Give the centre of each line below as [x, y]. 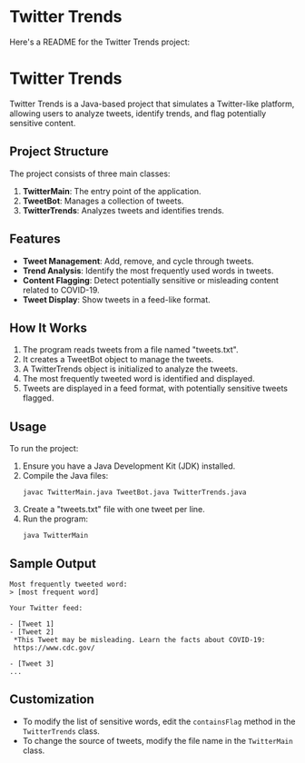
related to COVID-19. [61, 290]
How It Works [49, 327]
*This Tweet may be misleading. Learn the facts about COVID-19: [139, 639]
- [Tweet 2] [32, 632]
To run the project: [44, 449]
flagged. [38, 398]
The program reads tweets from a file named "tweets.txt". [130, 350]
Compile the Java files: [65, 476]
